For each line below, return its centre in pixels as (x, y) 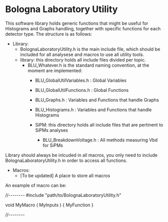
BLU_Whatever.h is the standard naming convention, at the (89, 65)
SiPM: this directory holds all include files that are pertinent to (99, 125)
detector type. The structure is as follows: (49, 34)
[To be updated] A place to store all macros (65, 176)
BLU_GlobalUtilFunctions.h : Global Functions (82, 90)
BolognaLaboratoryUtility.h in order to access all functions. (66, 160)
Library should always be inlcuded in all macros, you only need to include (81, 155)
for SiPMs (53, 145)
